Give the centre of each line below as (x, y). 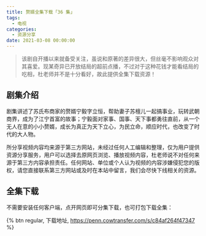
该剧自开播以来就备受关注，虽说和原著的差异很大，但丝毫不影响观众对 (110, 59)
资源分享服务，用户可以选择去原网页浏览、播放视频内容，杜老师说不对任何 (100, 154)
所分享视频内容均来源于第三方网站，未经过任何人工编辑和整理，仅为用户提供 (103, 147)
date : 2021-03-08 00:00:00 (41, 40)
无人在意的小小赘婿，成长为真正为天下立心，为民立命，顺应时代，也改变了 (100, 126)
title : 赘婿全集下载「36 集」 (41, 12)
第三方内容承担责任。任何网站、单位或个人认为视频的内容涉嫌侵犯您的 (105, 162)
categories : (21, 29)
